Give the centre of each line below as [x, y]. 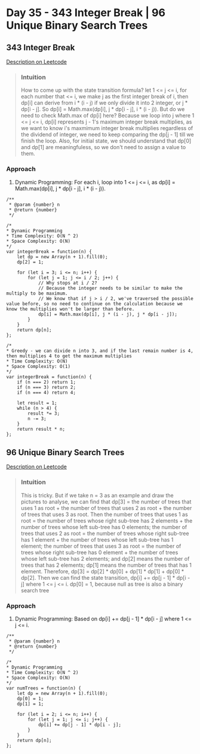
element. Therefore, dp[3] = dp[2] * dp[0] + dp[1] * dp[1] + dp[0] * [102, 571]
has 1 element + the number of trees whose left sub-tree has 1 [97, 539]
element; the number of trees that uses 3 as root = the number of [101, 546]
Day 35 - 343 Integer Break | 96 [86, 13]
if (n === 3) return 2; [47, 387]
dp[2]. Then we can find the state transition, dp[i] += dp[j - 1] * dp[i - [105, 577]
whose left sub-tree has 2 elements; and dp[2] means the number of [105, 558]
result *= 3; [44, 413]
